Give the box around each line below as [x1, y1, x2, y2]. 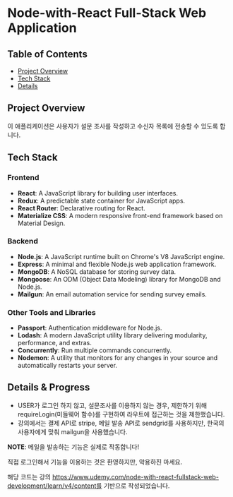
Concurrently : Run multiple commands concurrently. [17, 346, 172, 354]
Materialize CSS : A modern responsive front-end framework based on [17, 211, 223, 220]
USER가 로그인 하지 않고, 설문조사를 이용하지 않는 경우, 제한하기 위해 [17, 401, 207, 409]
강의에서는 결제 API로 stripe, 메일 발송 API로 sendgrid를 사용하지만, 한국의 [17, 419, 225, 427]
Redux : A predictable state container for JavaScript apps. [17, 196, 186, 205]
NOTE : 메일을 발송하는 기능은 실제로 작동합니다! [7, 443, 140, 451]
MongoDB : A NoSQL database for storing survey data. [17, 267, 177, 276]
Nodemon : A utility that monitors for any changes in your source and [17, 354, 218, 362]
